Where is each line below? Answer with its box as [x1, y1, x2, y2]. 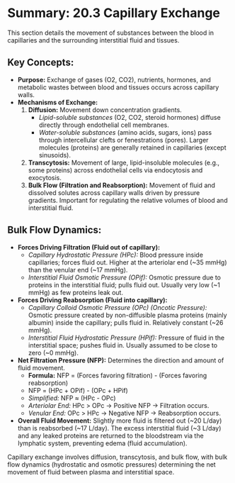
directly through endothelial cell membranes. [38, 121, 170, 129]
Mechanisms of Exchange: [17, 98, 98, 106]
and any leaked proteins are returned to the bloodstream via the [17, 431, 204, 440]
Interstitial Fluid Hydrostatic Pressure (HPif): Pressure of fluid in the [28, 333, 225, 342]
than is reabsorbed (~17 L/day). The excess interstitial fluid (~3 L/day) [17, 423, 222, 432]
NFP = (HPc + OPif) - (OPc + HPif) [28, 386, 129, 394]
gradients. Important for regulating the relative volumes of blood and [28, 196, 228, 204]
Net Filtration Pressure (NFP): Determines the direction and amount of [17, 356, 224, 365]
